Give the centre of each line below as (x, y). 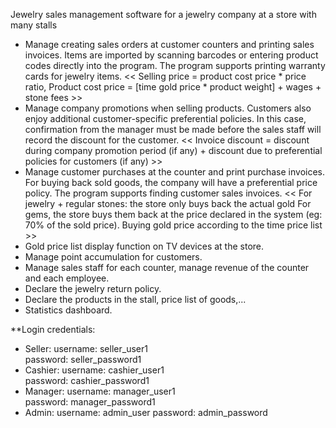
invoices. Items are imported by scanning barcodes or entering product (171, 55)
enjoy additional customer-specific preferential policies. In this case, (165, 118)
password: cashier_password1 (87, 380)
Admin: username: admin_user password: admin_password (146, 412)
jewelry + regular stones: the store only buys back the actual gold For (168, 203)
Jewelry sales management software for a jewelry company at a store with (163, 14)
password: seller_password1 (83, 359)
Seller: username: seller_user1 (86, 348)
